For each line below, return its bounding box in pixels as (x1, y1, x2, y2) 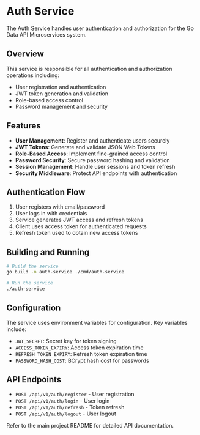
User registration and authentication (15, 83, 106, 91)
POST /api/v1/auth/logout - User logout (15, 410, 116, 417)
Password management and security (15, 103, 108, 110)
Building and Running (6, 247, 90, 258)
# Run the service (6, 280, 53, 286)
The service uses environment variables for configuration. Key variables (6, 319, 188, 326)
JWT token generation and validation (15, 90, 109, 97)
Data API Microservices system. (6, 31, 87, 38)
